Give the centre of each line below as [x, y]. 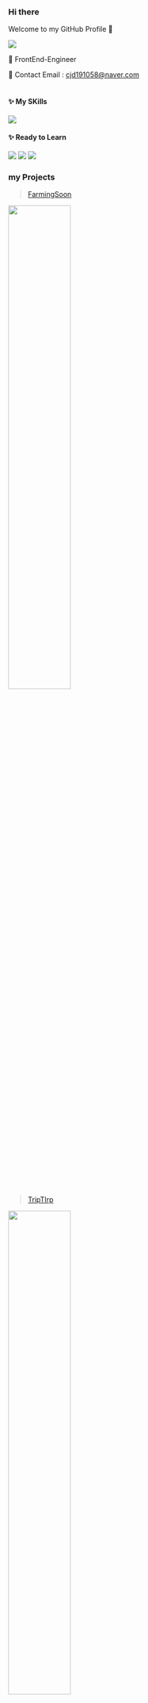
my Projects [32, 177]
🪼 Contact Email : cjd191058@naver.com [74, 75]
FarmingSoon [49, 194]
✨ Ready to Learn [38, 137]
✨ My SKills [28, 101]
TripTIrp [40, 1200]
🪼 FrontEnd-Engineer [42, 60]
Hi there [24, 12]
